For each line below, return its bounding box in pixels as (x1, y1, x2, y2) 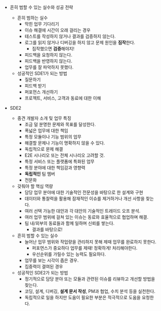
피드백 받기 (24, 83, 46, 89)
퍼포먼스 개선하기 (24, 89, 58, 95)
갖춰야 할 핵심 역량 (17, 183, 53, 189)
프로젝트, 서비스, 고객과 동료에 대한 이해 (24, 95, 101, 101)
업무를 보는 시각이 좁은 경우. (24, 258, 79, 263)
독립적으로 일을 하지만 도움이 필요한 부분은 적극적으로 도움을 (24, 295, 141, 300)
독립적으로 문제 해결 (24, 146, 63, 152)
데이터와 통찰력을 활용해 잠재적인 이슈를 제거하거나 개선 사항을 (24, 196, 145, 201)
